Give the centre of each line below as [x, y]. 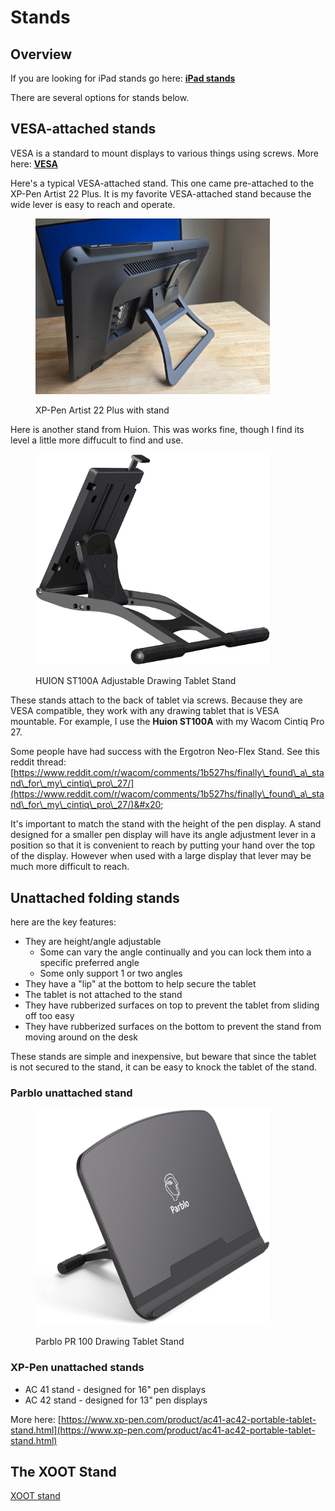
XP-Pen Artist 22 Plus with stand [102, 410]
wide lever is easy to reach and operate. [93, 204]
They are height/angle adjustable [93, 942]
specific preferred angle [89, 963]
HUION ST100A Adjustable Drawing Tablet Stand [136, 681]
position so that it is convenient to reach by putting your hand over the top [163, 845]
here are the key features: [63, 922]
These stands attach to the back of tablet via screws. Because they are [156, 700]
